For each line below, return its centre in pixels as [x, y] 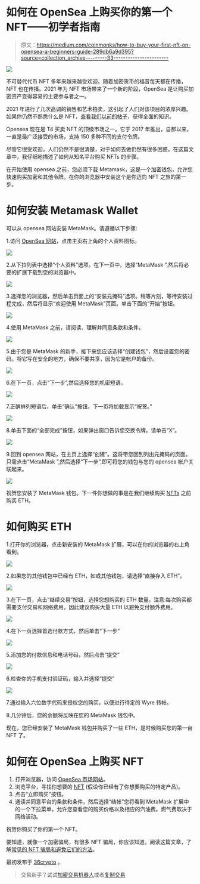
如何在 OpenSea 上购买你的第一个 [89, 12]
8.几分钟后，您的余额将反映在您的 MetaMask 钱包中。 [72, 715]
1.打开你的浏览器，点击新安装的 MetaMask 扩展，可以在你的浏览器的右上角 [98, 544]
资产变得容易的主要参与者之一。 [50, 96]
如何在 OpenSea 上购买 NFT [75, 762]
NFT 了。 [17, 735]
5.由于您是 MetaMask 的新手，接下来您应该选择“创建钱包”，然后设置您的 [96, 351]
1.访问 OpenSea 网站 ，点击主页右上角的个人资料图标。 [73, 241]
